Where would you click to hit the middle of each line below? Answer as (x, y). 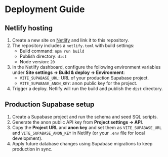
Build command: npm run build (52, 51)
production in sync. (32, 149)
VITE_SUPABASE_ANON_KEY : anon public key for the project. (78, 83)
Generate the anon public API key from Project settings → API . (78, 122)
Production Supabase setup (50, 105)
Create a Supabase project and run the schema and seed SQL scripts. (85, 116)
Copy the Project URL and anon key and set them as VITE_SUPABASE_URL (87, 127)
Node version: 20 (37, 62)
